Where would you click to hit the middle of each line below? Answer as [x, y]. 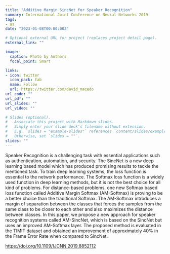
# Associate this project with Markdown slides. [60, 122]
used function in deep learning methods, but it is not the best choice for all [83, 182]
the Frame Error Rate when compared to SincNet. [56, 236]
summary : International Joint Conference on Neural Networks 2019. [78, 15]
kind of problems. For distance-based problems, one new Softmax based [81, 188]
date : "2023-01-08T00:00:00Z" [37, 29]
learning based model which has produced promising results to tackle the [82, 166]
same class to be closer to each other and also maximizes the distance [79, 209]
